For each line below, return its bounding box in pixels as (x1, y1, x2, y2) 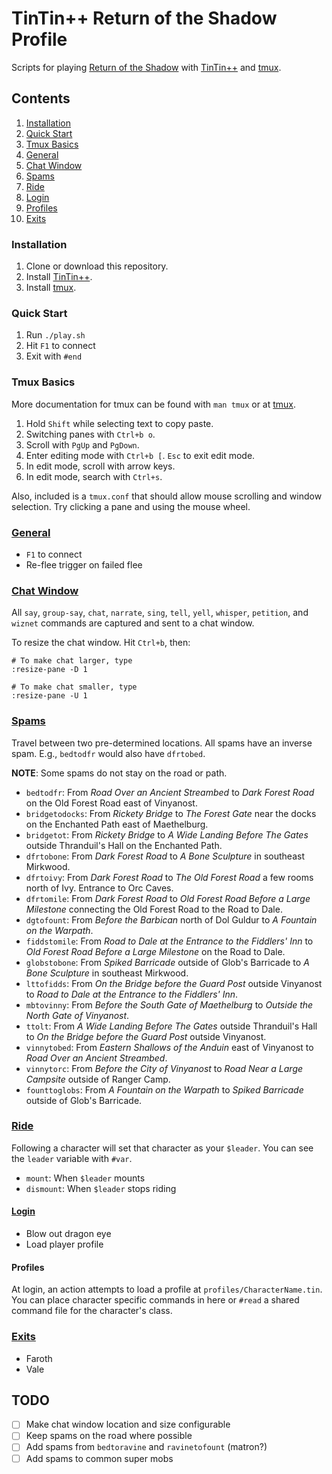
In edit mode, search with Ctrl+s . (25, 470, 163, 482)
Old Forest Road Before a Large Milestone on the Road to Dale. (25, 945, 286, 957)
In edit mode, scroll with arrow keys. (25, 460, 176, 472)
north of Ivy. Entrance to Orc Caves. (25, 882, 174, 894)
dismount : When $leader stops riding (25, 1182, 177, 1194)
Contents (11, 90, 71, 107)
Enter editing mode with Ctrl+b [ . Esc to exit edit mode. (25, 449, 256, 461)
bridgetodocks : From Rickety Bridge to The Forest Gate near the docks (25, 807, 317, 819)
